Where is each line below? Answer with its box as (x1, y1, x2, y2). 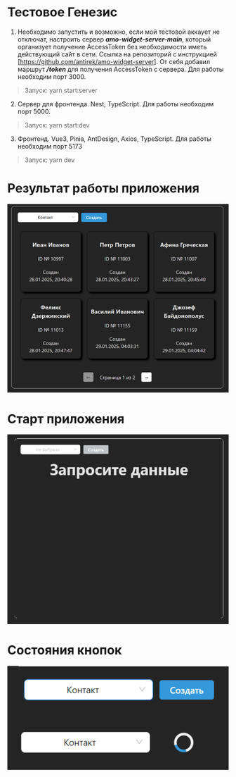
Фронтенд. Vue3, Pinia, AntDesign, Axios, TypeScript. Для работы (17, 135, 212, 143)
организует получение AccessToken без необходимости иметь (17, 42, 207, 51)
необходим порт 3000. (17, 72, 86, 81)
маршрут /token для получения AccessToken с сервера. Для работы (17, 65, 224, 73)
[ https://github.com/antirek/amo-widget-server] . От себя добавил (17, 57, 211, 66)
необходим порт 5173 (17, 142, 83, 150)
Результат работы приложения (7, 180, 200, 197)
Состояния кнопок (7, 642, 122, 659)
